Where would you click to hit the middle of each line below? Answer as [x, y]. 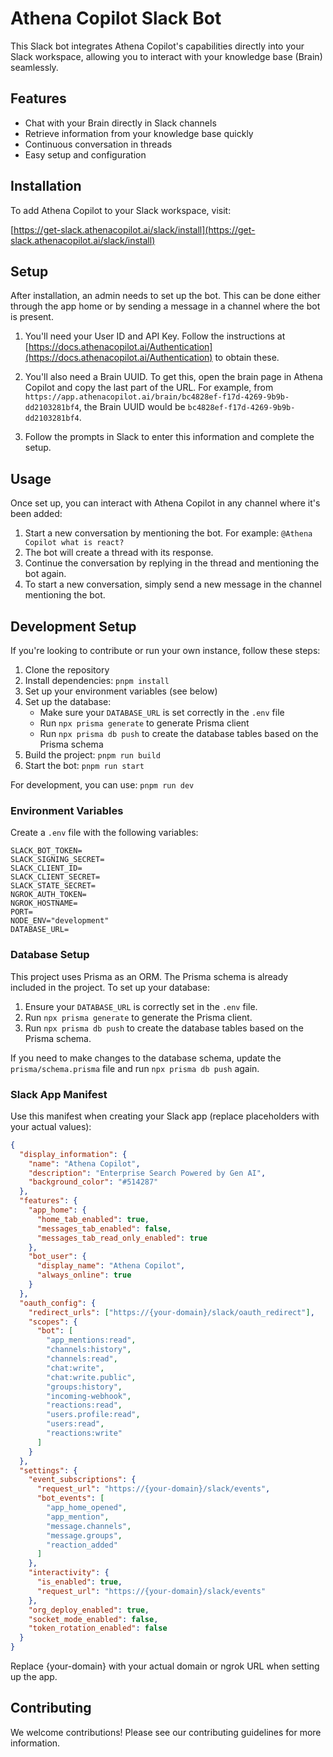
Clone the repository [67, 670]
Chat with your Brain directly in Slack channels [120, 123]
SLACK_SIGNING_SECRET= [57, 860]
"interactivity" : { [69, 1573]
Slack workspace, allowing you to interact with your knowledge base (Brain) [166, 56]
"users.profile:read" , [93, 1415]
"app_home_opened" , [87, 1508]
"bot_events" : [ [70, 1498]
